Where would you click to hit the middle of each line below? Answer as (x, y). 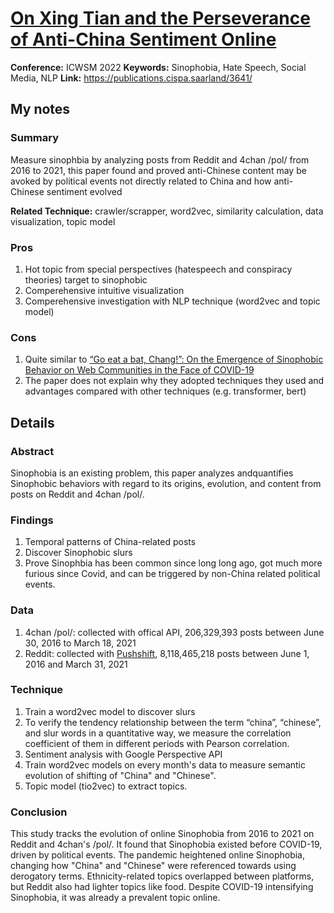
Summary (35, 138)
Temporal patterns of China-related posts (110, 542)
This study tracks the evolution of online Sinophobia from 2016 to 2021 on (162, 834)
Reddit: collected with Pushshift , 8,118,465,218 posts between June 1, (167, 653)
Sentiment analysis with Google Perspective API (123, 754)
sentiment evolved (84, 191)
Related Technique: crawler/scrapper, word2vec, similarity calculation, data (167, 211)
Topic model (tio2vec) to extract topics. (106, 786)
